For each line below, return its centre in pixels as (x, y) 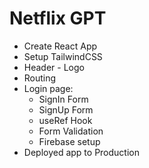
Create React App (60, 46)
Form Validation (71, 131)
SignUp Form (66, 109)
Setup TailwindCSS (63, 56)
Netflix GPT (58, 18)
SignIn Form (63, 99)
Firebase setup (69, 141)
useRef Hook (65, 120)
